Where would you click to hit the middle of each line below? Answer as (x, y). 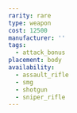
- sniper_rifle (40, 97)
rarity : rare (30, 16)
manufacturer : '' (37, 38)
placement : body (35, 60)
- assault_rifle (42, 75)
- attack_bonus (40, 53)
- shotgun (31, 90)
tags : (17, 45)
